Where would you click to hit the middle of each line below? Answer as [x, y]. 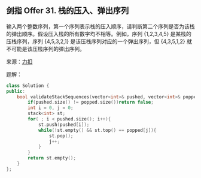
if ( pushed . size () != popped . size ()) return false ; [91, 102]
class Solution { [28, 86]
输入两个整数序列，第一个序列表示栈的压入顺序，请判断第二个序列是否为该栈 [100, 26]
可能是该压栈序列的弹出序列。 [48, 49]
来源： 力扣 [19, 61]
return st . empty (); [52, 158]
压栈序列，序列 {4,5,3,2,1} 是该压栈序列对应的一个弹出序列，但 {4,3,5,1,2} [96, 41]
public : [16, 91]
